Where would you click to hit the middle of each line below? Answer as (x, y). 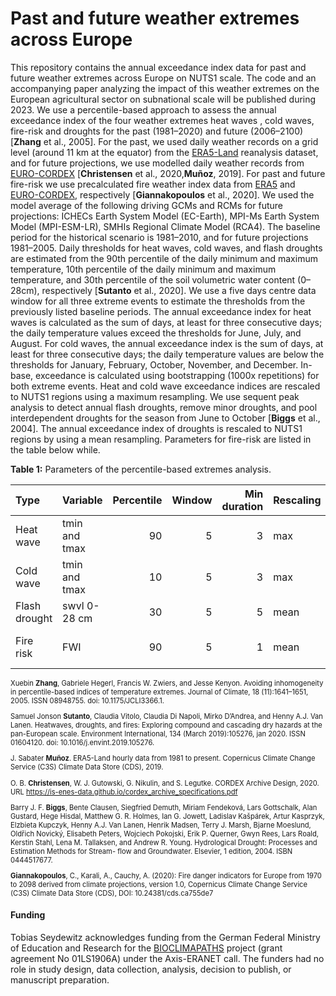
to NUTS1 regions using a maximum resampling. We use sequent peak (155, 396)
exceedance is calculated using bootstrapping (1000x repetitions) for (177, 375)
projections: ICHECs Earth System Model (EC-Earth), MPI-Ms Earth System (165, 216)
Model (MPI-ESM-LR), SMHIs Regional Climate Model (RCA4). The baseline (165, 226)
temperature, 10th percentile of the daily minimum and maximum (143, 269)
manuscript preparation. (60, 980)
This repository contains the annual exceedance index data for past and (158, 67)
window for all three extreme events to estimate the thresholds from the (158, 301)
